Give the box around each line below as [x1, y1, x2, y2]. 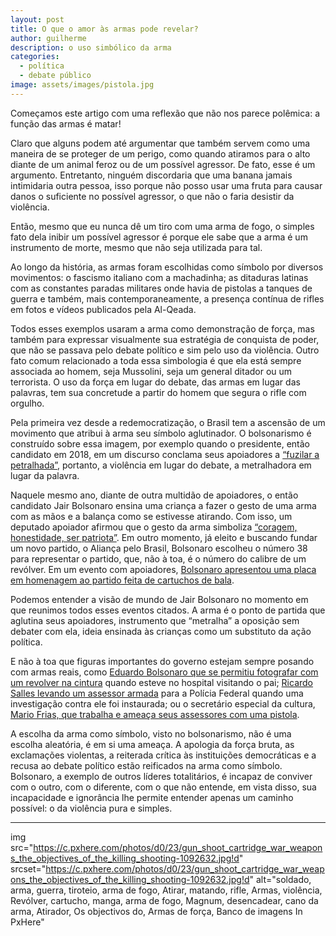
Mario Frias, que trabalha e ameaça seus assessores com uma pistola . [10, 708, 300, 720]
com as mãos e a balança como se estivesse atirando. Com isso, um [10, 510, 293, 522]
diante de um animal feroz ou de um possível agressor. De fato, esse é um [10, 158, 316, 170]
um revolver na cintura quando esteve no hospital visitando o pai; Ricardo [10, 676, 314, 688]
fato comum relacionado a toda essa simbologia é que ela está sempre [10, 354, 302, 366]
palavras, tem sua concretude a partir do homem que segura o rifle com [10, 386, 307, 398]
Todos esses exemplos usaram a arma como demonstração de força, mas [10, 322, 315, 335]
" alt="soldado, [249, 873, 312, 885]
